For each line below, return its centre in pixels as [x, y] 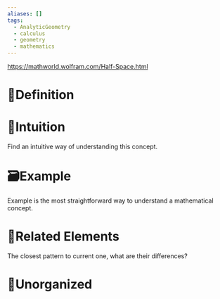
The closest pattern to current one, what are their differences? [97, 256]
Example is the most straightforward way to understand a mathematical [110, 201]
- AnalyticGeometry [42, 27]
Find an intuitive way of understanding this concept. [83, 147]
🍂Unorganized [50, 285]
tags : [15, 20]
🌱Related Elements [63, 237]
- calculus [30, 33]
